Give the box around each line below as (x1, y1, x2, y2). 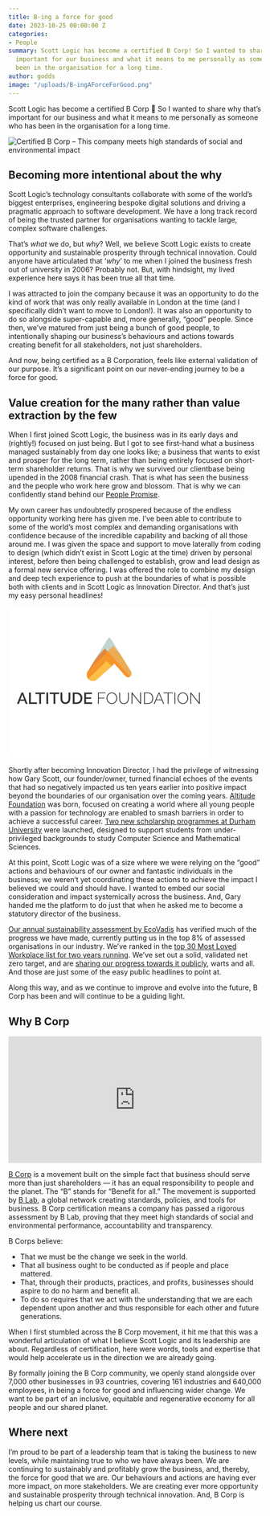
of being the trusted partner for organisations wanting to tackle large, (8, 215, 238, 225)
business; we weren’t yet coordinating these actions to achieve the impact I (8, 875, 258, 885)
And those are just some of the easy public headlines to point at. (8, 967, 222, 977)
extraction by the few (8, 408, 118, 422)
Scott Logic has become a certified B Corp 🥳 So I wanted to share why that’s (8, 104, 261, 113)
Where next (8, 1426, 68, 1440)
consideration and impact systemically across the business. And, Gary (8, 892, 241, 901)
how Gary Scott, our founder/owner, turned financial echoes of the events (8, 774, 253, 783)
